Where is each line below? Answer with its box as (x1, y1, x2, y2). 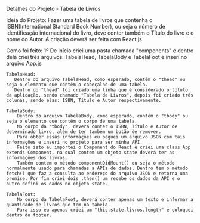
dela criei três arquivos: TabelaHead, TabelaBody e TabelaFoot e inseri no (6, 54, 187, 60)
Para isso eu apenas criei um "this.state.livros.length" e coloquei (17, 207, 194, 213)
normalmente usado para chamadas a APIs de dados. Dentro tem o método (6, 165, 188, 171)
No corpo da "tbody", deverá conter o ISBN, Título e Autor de (17, 123, 178, 129)
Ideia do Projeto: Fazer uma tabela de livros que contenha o (6, 17, 153, 23)
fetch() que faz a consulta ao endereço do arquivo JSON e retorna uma (6, 171, 188, 176)
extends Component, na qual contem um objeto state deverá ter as (6, 150, 175, 156)
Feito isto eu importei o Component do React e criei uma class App (17, 144, 191, 150)
